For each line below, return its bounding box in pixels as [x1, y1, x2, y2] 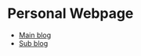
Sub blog [18, 38, 49, 47]
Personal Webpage [7, 5, 134, 23]
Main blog [18, 30, 52, 40]
